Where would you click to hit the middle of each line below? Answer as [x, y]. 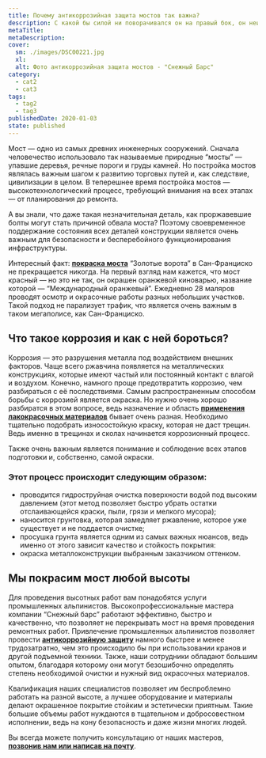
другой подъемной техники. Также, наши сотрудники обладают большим [133, 656]
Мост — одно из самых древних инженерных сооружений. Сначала [124, 148]
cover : [19, 45]
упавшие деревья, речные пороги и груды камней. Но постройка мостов [132, 165]
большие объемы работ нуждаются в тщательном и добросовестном [127, 714]
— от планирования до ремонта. [63, 199]
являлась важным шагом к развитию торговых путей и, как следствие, [129, 173]
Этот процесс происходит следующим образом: [108, 477]
